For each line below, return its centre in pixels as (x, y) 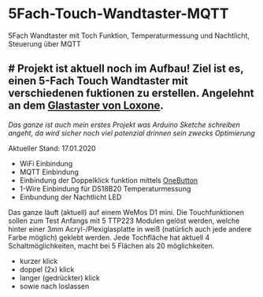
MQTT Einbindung (49, 172)
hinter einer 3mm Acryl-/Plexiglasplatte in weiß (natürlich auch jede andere (130, 228)
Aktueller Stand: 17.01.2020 (52, 148)
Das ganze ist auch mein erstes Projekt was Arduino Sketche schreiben (124, 124)
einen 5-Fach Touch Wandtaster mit (98, 81)
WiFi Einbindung (46, 163)
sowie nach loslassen (54, 286)
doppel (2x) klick (47, 269)
